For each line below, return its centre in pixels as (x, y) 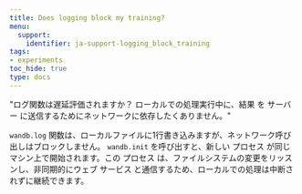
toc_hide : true (38, 69)
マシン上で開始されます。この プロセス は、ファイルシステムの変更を (139, 158)
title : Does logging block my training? (88, 18)
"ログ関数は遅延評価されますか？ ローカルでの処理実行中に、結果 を (137, 104)
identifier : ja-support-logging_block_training (118, 43)
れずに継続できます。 (49, 180)
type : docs (30, 77)
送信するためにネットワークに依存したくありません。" (129, 116)
